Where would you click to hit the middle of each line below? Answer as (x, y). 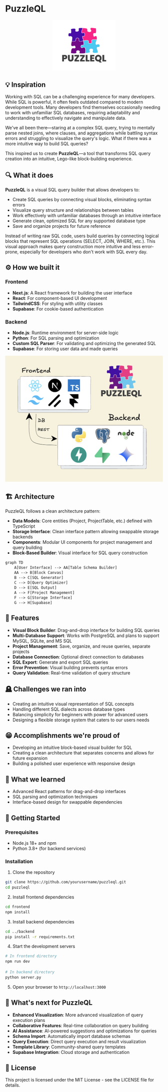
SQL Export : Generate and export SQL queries (60, 662)
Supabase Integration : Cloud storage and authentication (71, 1052)
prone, (12, 252)
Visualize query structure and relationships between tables (73, 210)
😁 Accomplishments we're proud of (62, 736)
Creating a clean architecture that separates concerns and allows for (83, 753)
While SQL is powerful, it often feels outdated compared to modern (74, 102)
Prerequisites (22, 832)
